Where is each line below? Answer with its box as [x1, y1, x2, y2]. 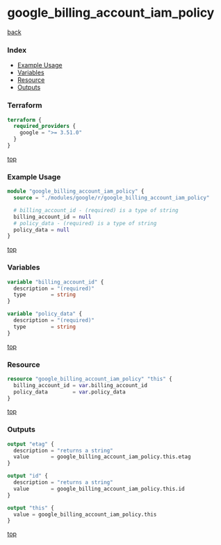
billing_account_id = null [13, 213, 92, 220]
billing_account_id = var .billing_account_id [13, 382, 148, 389]
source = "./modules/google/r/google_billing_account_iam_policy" [13, 195, 210, 202]
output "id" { [7, 473, 49, 480]
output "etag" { [7, 440, 54, 448]
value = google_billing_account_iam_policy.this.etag [13, 453, 191, 460]
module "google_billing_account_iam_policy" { [7, 188, 145, 195]
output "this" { [7, 504, 54, 512]
